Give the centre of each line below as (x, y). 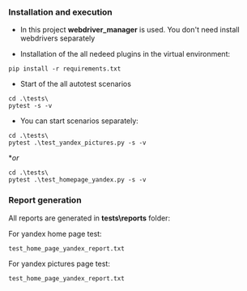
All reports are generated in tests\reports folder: (89, 218)
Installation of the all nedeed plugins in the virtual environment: (125, 54)
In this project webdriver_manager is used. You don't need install (130, 30)
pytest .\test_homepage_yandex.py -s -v (78, 180)
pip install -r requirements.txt (65, 69)
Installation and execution (61, 12)
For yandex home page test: (55, 233)
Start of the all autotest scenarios (76, 84)
